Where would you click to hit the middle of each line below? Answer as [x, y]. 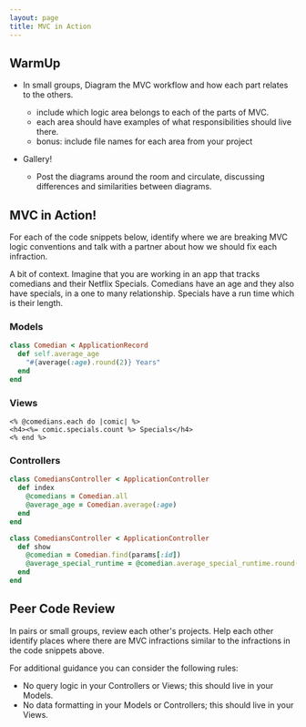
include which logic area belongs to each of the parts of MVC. [153, 113]
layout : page [34, 18]
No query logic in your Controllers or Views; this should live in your [148, 685]
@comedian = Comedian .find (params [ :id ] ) [103, 555]
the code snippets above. [57, 650]
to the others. [48, 95]
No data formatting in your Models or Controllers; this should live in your [158, 705]
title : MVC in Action [51, 26]
